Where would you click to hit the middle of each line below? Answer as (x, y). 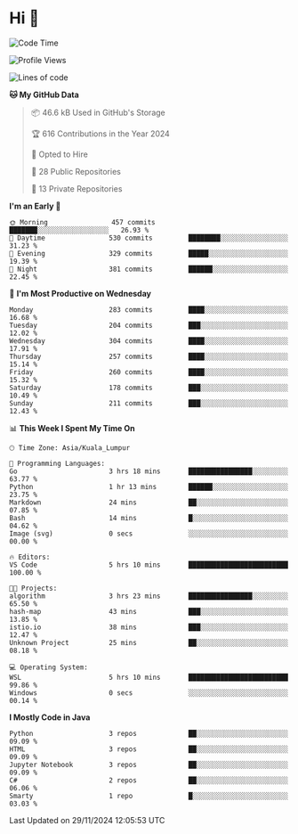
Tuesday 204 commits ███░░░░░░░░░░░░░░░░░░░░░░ (149, 325)
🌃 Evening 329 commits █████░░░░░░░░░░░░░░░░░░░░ (149, 253)
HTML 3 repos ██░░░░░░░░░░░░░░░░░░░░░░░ (149, 749)
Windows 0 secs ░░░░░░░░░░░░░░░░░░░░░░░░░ (149, 693)
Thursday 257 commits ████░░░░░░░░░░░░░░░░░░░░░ (149, 356)
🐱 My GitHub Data (44, 94)
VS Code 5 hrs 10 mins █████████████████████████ (149, 565)
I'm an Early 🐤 (35, 206)
